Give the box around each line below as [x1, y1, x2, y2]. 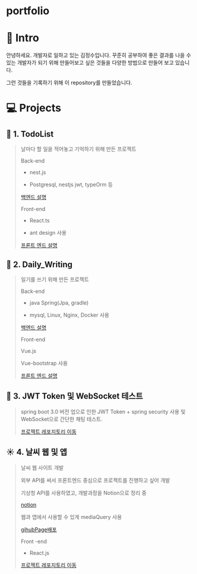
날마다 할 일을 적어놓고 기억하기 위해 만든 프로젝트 [20, 145, 136, 152]
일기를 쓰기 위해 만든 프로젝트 [20, 276, 89, 283]
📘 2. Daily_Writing [6, 259, 73, 269]
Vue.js [20, 347, 37, 354]
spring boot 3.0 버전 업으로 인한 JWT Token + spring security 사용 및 [20, 408, 186, 415]
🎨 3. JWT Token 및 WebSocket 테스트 [6, 391, 144, 401]
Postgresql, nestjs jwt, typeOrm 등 [29, 181, 113, 188]
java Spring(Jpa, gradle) [29, 299, 89, 306]
